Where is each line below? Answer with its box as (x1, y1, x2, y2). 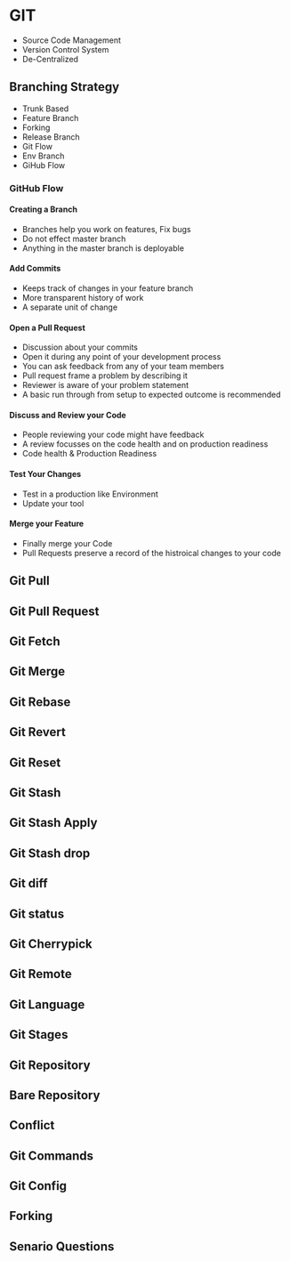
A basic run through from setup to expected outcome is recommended (21, 389, 282, 400)
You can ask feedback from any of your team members (21, 361, 225, 372)
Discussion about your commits (21, 342, 138, 352)
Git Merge (9, 664, 66, 679)
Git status (9, 906, 65, 921)
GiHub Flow (21, 159, 66, 170)
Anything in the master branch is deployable (21, 242, 185, 254)
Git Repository (9, 1057, 91, 1072)
